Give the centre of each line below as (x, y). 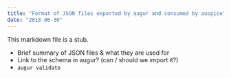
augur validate (39, 68)
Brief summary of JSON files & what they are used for (93, 53)
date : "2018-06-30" (35, 20)
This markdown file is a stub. (48, 39)
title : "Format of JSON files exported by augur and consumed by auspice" (117, 13)
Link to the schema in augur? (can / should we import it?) (98, 60)
